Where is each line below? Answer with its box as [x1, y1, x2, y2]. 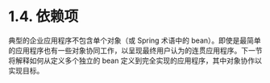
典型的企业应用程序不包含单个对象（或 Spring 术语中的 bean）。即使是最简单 [8, 35, 262, 45]
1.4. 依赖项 [8, 7, 79, 26]
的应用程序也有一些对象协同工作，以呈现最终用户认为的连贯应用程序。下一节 [8, 45, 263, 55]
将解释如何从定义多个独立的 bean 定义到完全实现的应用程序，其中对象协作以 [8, 56, 262, 65]
